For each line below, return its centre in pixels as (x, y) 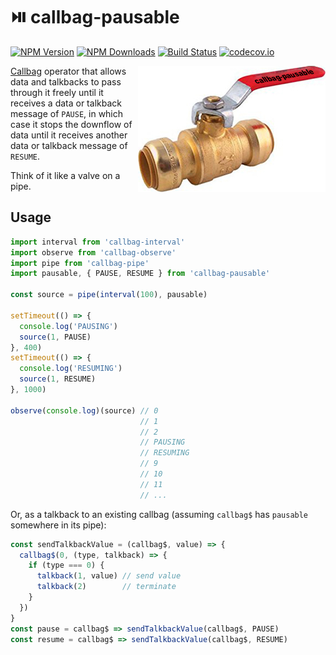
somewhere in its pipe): (58, 525)
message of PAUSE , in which (67, 113)
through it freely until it (57, 92)
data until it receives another (69, 135)
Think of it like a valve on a (65, 175)
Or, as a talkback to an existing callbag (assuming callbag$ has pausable (159, 514)
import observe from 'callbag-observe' (93, 252)
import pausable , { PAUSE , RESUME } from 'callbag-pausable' (140, 274)
